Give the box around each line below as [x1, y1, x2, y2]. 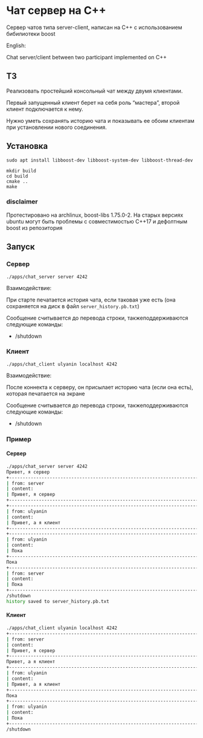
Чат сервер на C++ [6, 4, 106, 18]
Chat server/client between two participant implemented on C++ [6, 53, 167, 61]
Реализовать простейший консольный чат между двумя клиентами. [6, 87, 183, 94]
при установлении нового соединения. [6, 124, 107, 131]
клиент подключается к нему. [6, 105, 83, 113]
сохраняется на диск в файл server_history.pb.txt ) [6, 302, 140, 309]
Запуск [6, 242, 35, 252]
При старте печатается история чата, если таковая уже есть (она [6, 296, 176, 303]
